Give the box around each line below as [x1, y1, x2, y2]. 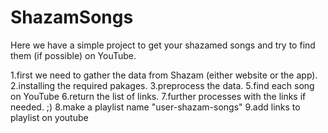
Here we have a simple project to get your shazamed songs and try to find [10, 39, 316, 51]
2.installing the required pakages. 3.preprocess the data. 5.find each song [10, 79, 315, 91]
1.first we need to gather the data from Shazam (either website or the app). [10, 69, 318, 81]
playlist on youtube [10, 111, 89, 123]
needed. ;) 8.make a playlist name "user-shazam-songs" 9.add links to [10, 101, 301, 113]
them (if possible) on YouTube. [10, 49, 137, 61]
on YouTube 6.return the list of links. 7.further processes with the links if [10, 90, 307, 102]
